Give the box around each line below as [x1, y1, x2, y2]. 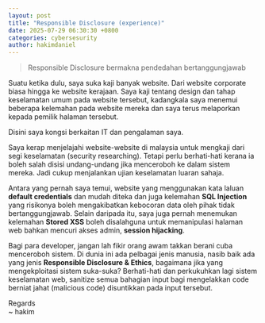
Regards [8, 298, 36, 308]
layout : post [8, 11, 52, 20]
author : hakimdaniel [8, 41, 77, 49]
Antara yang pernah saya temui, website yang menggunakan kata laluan [8, 183, 244, 193]
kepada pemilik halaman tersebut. [8, 112, 119, 121]
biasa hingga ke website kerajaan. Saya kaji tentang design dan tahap [8, 87, 236, 96]
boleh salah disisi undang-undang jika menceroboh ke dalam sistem [8, 160, 231, 169]
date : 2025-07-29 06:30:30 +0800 [8, 26, 119, 34]
